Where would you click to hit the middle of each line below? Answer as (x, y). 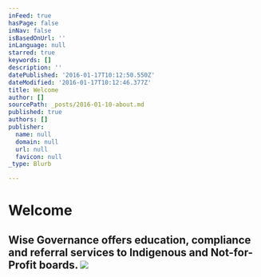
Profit (23, 265)
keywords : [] (30, 61)
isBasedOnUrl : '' (37, 38)
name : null (34, 134)
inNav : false (30, 30)
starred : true (32, 53)
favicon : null (39, 156)
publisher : (26, 127)
